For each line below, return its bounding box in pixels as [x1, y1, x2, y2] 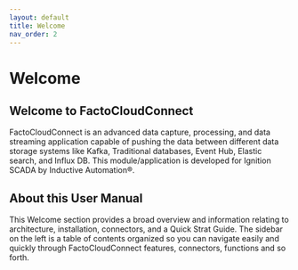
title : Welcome [9, 21, 66, 30]
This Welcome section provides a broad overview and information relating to [9, 215, 289, 225]
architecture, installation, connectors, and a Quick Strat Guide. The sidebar [9, 224, 283, 234]
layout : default [9, 12, 69, 22]
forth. [9, 252, 29, 263]
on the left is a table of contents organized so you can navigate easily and [9, 233, 280, 244]
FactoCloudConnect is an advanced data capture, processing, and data [9, 127, 271, 138]
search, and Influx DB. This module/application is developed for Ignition [9, 155, 271, 166]
